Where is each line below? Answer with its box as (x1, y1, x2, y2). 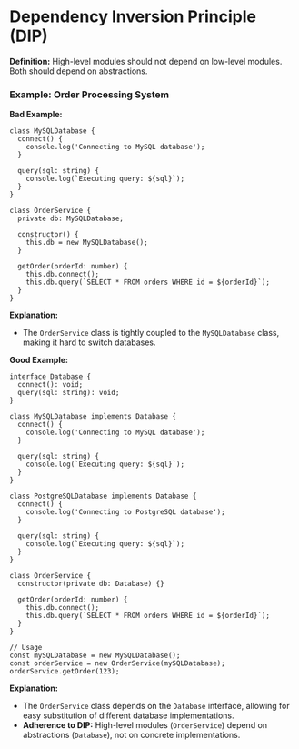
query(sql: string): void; (17, 389, 120, 398)
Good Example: (9, 355, 68, 366)
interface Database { (9, 372, 92, 381)
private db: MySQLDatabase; (17, 214, 125, 224)
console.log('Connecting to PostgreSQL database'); (25, 508, 225, 517)
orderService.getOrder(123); (9, 667, 120, 676)
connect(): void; (17, 380, 84, 390)
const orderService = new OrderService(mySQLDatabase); (9, 659, 225, 668)
